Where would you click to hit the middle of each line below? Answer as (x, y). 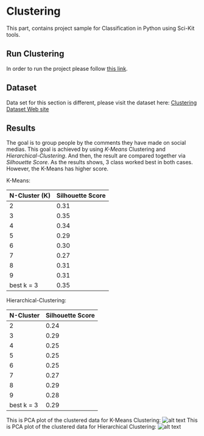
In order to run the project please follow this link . (67, 68)
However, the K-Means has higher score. (57, 169)
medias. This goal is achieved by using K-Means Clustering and (86, 149)
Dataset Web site (28, 109)
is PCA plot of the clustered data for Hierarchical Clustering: (81, 427)
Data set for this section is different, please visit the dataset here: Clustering (102, 103)
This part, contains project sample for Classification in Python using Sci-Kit (100, 28)
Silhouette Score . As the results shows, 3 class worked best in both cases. (100, 162)
